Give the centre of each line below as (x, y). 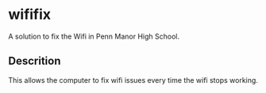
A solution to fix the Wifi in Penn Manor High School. (94, 36)
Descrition (35, 61)
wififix (30, 15)
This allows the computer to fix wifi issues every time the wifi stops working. (133, 80)
